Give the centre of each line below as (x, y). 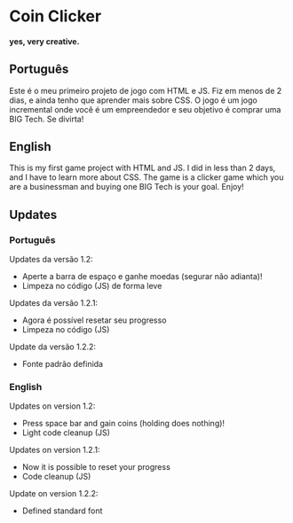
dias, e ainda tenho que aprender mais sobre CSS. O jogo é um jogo (133, 100)
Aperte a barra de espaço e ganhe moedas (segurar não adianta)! (142, 277)
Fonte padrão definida (63, 364)
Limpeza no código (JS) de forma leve (92, 286)
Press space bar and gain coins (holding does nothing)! (123, 424)
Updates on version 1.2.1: (55, 450)
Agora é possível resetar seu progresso (94, 320)
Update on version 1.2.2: (54, 494)
